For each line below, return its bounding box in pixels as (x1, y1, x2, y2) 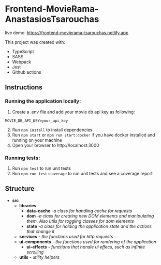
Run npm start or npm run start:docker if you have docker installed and (12, 132, 156, 138)
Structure (5, 184, 35, 193)
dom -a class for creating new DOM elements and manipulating (26, 213, 154, 219)
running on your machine (12, 137, 62, 143)
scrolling (26, 249, 44, 255)
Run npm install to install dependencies (12, 127, 93, 132)
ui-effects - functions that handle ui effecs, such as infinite (26, 244, 145, 249)
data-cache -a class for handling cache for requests (26, 208, 132, 214)
